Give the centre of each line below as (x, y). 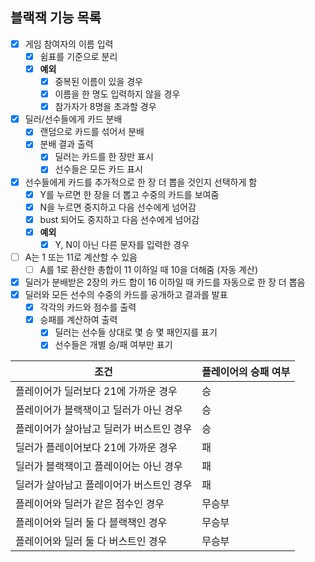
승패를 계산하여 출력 (78, 320)
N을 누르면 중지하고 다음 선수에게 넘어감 (118, 207)
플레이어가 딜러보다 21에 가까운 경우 (96, 391)
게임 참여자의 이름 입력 (69, 44)
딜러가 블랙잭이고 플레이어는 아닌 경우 (99, 466)
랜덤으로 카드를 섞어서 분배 (92, 132)
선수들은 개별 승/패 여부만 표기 (113, 345)
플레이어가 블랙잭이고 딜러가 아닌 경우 (99, 410)
